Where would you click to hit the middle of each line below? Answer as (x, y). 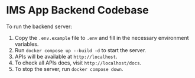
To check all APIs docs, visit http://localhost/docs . (78, 63)
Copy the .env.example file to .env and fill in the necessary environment (102, 38)
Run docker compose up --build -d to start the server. (80, 50)
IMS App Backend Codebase (77, 10)
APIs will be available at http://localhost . (66, 56)
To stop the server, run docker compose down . (69, 69)
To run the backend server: (39, 26)
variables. (27, 44)
